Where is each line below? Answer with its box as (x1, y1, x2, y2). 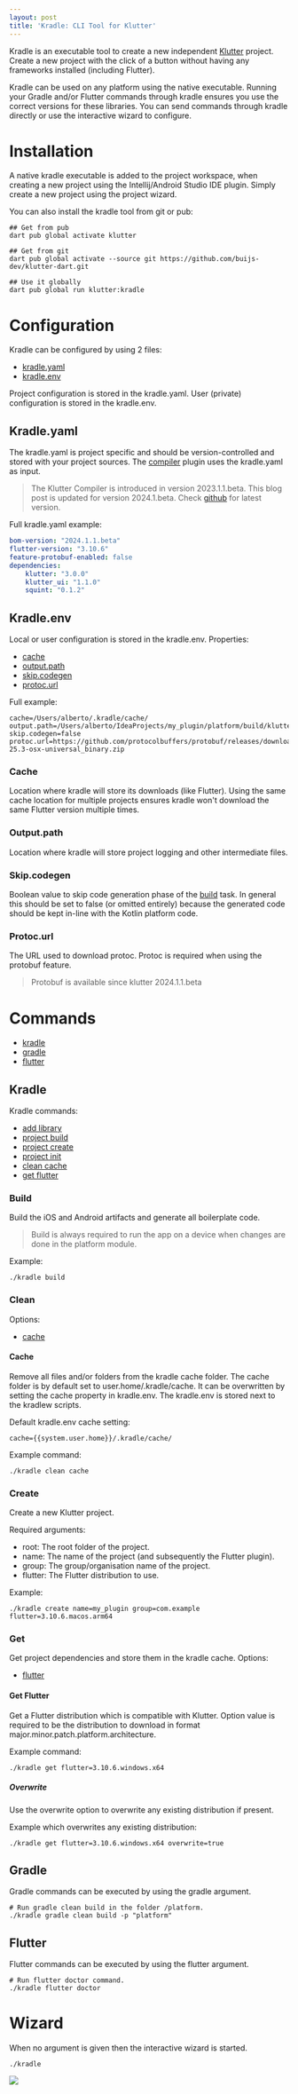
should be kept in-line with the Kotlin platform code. (9, 908, 199, 919)
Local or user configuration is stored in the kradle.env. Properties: (9, 634, 249, 644)
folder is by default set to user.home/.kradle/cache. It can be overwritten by (9, 1380, 286, 1391)
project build (21, 1133, 69, 1143)
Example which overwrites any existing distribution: (9, 1821, 198, 1832)
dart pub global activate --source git (9, 255, 157, 264)
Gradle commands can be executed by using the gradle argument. (9, 1886, 251, 1897)
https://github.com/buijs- (160, 255, 260, 264)
